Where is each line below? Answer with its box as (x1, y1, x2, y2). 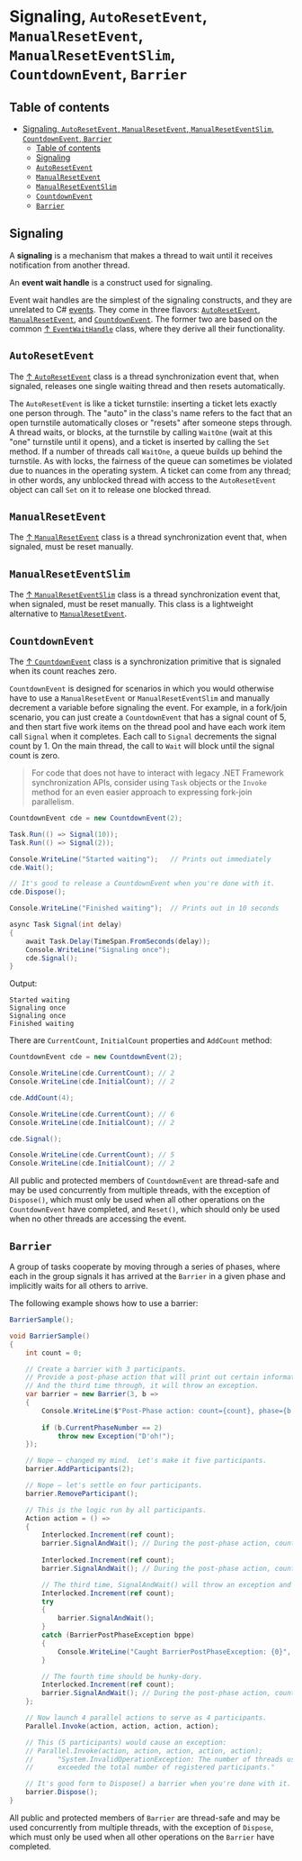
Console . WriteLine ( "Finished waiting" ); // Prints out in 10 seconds (9, 903, 280, 913)
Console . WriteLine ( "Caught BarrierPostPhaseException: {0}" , (57, 1647, 292, 1657)
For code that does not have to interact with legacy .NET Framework (31, 767, 285, 778)
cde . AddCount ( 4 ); (9, 1093, 75, 1103)
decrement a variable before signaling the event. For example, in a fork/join (9, 703, 288, 713)
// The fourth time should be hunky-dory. (41, 1672, 203, 1681)
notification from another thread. (9, 259, 130, 270)
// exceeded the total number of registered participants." (25, 1763, 276, 1772)
